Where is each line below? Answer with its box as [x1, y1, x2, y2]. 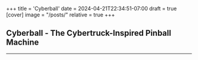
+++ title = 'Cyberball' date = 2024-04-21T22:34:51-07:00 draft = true [6, 5, 177, 12]
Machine [6, 38, 39, 48]
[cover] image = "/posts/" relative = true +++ [6, 11, 115, 18]
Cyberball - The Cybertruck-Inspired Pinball [6, 28, 171, 38]
